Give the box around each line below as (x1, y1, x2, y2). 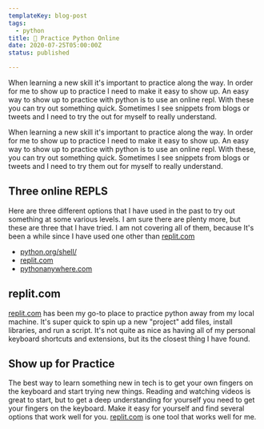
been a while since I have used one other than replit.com (8, 231, 195, 241)
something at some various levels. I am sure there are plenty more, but (8, 214, 242, 224)
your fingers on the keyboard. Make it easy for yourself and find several (8, 403, 245, 413)
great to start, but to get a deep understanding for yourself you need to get (8, 395, 255, 405)
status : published (8, 49, 70, 57)
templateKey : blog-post (8, 11, 88, 20)
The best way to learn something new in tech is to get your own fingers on (8, 378, 254, 388)
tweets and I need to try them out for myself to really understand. (8, 162, 223, 170)
